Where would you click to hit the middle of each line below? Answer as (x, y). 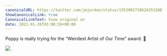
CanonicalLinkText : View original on (45, 19)
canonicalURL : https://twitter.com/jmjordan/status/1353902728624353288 (84, 10)
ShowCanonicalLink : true (31, 15)
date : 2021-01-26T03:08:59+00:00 (41, 24)
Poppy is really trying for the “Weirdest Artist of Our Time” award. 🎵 (76, 39)
